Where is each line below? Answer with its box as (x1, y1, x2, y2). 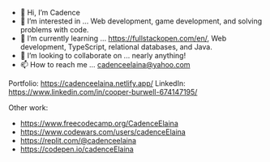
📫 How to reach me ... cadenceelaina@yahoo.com (19, 60, 191, 69)
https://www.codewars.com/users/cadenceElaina (19, 127, 186, 137)
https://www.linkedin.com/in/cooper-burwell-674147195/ (8, 87, 198, 96)
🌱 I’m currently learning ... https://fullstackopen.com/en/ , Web (19, 33, 227, 43)
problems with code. (19, 25, 89, 34)
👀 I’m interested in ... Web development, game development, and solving (19, 16, 263, 26)
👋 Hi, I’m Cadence (19, 8, 81, 17)
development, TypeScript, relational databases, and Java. (19, 42, 212, 52)
